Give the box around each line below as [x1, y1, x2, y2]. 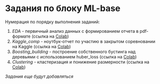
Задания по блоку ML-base [5, 3, 121, 14]
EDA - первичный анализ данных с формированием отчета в [12, 28, 139, 34]
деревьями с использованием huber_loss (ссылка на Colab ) [12, 54, 137, 59]
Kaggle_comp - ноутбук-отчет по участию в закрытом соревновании [12, 38, 156, 44]
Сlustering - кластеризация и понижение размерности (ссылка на [12, 59, 150, 65]
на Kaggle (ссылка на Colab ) [12, 43, 71, 49]
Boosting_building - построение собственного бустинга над [12, 49, 136, 55]
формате [12, 33, 31, 39]
